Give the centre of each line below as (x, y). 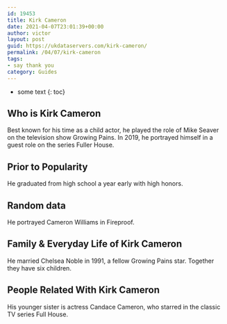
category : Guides (32, 72)
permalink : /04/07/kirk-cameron (54, 53)
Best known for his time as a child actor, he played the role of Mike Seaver (113, 130)
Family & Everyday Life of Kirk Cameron (95, 244)
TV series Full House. (37, 314)
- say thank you (31, 65)
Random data (36, 205)
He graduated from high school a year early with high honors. (95, 184)
